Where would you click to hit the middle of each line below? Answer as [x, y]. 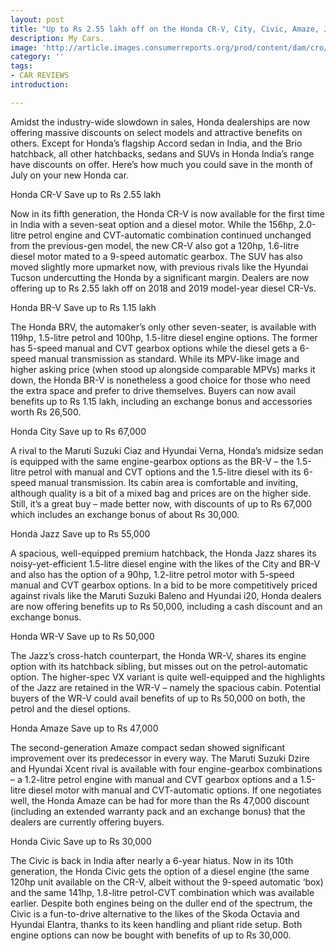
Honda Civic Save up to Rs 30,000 [81, 841]
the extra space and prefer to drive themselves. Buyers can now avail [153, 390]
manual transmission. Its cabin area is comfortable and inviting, [168, 482]
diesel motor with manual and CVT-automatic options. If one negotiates [175, 790]
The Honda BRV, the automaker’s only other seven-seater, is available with [163, 327]
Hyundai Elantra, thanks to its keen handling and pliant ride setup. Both [156, 924]
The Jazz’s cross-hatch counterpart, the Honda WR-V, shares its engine [158, 655]
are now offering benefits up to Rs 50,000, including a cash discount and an [166, 606]
